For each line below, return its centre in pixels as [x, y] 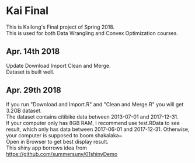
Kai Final [27, 11]
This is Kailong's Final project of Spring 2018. [60, 27]
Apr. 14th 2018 [33, 52]
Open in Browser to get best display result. [58, 141]
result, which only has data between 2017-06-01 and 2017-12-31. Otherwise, [98, 129]
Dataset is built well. [30, 72]
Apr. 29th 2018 [34, 90]
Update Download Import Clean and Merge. [58, 65]
